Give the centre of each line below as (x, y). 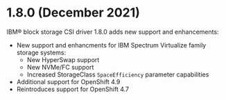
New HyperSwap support (63, 59)
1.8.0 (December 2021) (73, 13)
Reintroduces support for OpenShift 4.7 (73, 89)
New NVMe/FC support (60, 67)
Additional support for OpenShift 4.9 (68, 81)
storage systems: (41, 52)
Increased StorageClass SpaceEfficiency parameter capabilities (118, 74)
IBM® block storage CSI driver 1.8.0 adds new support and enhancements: (113, 32)
